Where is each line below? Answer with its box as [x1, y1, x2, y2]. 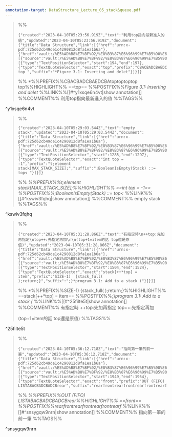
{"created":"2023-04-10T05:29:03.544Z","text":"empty [17, 125, 135, 131]
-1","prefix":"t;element [17, 161, 71, 167]
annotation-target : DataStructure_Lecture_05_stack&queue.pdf [5, 7, 141, 13]
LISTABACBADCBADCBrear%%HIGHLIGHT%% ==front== [17, 398, 142, 404]
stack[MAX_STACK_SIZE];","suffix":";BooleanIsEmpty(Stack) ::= [17, 165, 156, 171]
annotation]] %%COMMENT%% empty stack [64, 195, 161, 201]
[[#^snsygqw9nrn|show [17, 409, 68, 415]
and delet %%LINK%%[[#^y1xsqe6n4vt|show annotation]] [17, 89, 142, 95]
